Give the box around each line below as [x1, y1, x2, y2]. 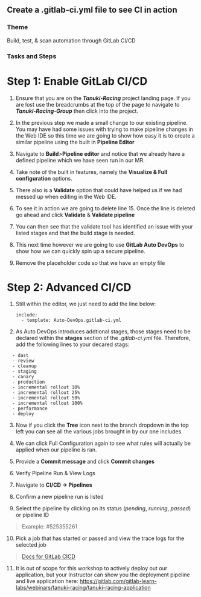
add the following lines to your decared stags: [15, 341, 130, 348]
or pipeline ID [15, 512, 49, 519]
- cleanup [12, 363, 37, 369]
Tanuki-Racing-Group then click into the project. [15, 107, 138, 115]
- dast [12, 353, 29, 359]
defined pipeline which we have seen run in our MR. [15, 156, 145, 164]
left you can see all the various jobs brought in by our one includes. [15, 428, 183, 435]
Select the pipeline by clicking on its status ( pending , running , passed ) [15, 505, 191, 512]
